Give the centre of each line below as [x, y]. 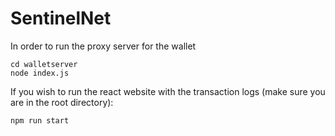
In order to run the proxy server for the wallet [103, 46]
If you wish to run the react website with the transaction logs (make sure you [168, 91]
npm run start [40, 120]
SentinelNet [61, 18]
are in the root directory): [62, 102]
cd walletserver [44, 64]
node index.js [40, 73]
